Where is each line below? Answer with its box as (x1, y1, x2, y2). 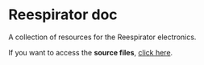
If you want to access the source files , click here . (8, 47, 173, 57)
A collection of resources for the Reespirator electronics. (8, 32, 197, 42)
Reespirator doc (8, 6, 119, 24)
